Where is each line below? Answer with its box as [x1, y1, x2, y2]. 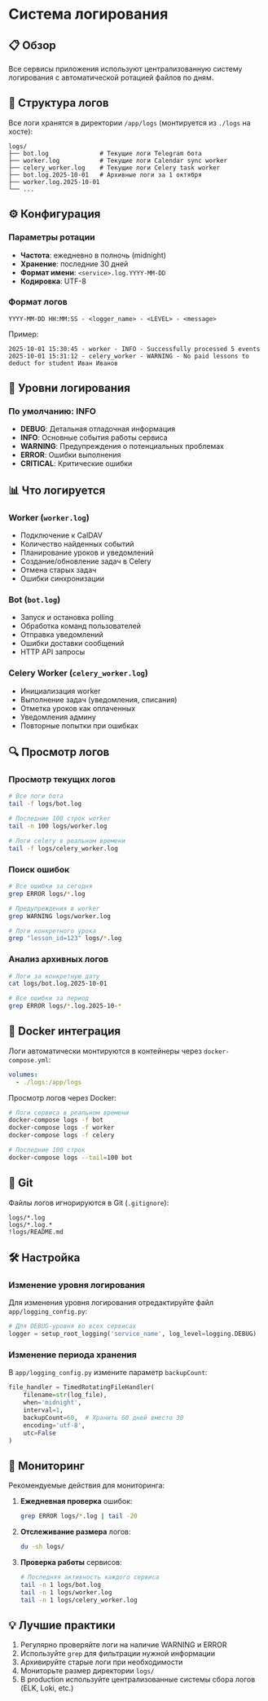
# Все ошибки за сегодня [8, 882, 93, 890]
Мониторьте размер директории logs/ [20, 1666, 155, 1676]
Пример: [8, 329, 39, 339]
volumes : [8, 1070, 38, 1079]
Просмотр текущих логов [8, 774, 116, 785]
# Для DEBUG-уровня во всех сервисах [8, 1322, 137, 1330]
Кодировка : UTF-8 [20, 276, 87, 286]
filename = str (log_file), [23, 1391, 108, 1400]
